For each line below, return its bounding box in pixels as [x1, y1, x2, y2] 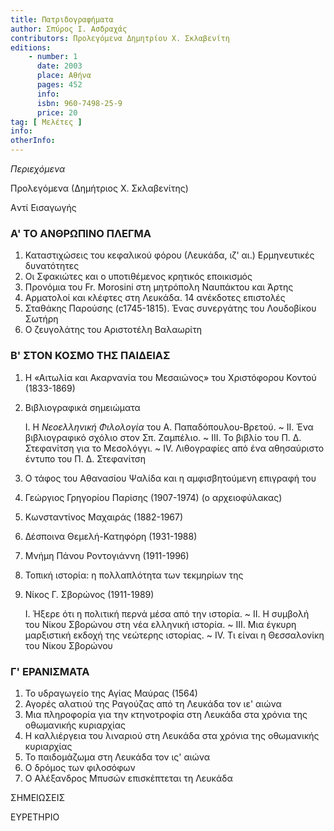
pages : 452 [36, 80, 83, 90]
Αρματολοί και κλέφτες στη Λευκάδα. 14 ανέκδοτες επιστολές [24, 292, 286, 304]
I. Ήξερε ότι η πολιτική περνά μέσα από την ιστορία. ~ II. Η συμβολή [24, 607, 310, 620]
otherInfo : [10, 136, 56, 146]
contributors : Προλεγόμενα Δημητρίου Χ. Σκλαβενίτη [10, 33, 230, 43]
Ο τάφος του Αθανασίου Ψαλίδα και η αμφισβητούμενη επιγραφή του [24, 472, 317, 484]
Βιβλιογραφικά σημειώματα [24, 401, 141, 413]
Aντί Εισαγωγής [10, 202, 77, 213]
